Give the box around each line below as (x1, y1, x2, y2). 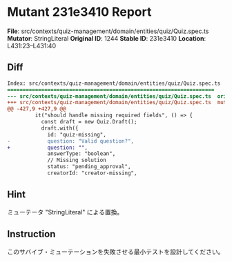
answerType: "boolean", (47, 150, 116, 157)
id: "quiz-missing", (47, 131, 107, 138)
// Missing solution (47, 157, 107, 164)
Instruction (7, 228, 56, 240)
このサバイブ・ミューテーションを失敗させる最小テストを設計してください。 (7, 248, 224, 256)
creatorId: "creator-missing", (47, 170, 137, 177)
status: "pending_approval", (47, 163, 131, 170)
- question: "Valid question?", (7, 137, 135, 145)
